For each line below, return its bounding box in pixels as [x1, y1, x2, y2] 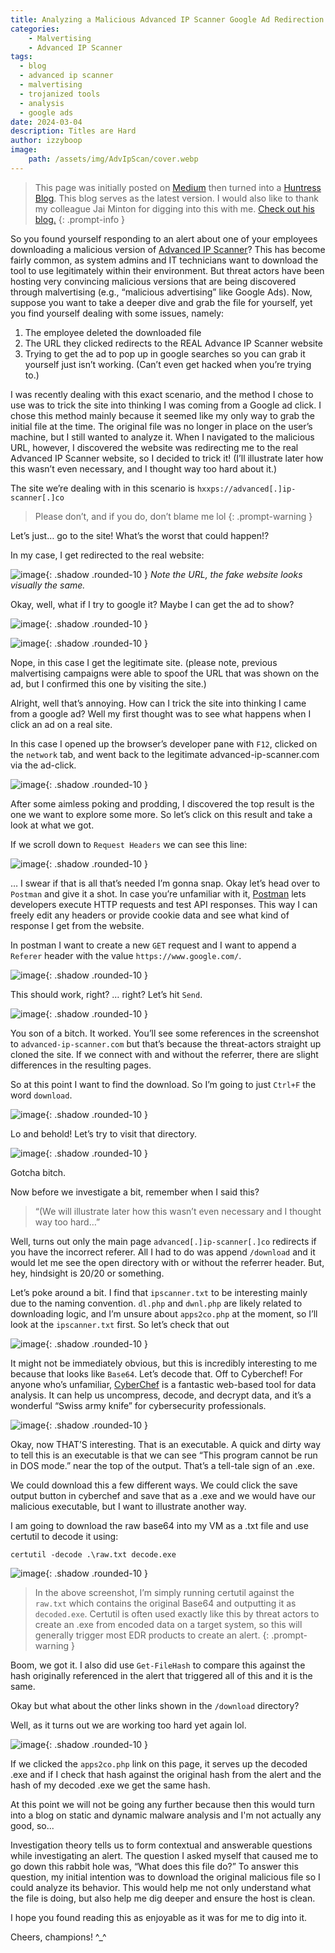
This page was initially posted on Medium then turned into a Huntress [34, 181, 322, 193]
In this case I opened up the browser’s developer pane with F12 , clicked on [10, 737, 318, 750]
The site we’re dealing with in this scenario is [10, 482, 195, 494]
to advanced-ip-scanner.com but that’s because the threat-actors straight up [10, 1037, 322, 1050]
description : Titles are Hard [10, 126, 137, 136]
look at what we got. [10, 819, 95, 831]
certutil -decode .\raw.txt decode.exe [10, 1549, 177, 1560]
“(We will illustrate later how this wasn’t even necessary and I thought [34, 1205, 322, 1217]
